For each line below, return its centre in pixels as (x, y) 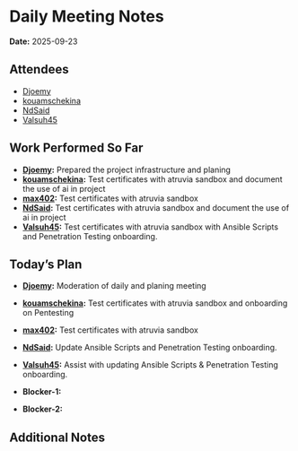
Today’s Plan (46, 264)
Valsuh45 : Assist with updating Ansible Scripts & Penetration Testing (150, 365)
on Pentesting (48, 313)
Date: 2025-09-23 (44, 41)
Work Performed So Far (76, 148)
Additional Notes (57, 437)
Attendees (39, 69)
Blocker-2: (42, 409)
